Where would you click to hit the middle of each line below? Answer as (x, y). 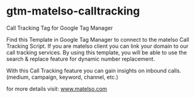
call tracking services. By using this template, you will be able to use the (97, 52)
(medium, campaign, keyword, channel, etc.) (62, 77)
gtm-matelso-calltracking (73, 11)
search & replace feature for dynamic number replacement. (81, 59)
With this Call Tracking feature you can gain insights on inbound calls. (94, 70)
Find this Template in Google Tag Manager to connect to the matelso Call (98, 39)
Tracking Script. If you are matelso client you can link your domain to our (97, 46)
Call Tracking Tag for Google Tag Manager (60, 28)
